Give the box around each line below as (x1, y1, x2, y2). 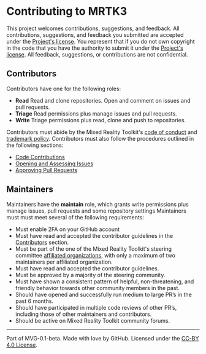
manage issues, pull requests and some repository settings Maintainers (6, 207, 187, 214)
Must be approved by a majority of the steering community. (15, 271, 166, 278)
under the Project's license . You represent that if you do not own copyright (6, 37, 195, 45)
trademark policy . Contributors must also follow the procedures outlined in (6, 135, 194, 142)
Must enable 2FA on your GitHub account (15, 226, 120, 233)
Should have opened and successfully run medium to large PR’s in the (15, 291, 192, 298)
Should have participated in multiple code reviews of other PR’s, (15, 304, 177, 311)
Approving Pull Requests (15, 166, 78, 173)
